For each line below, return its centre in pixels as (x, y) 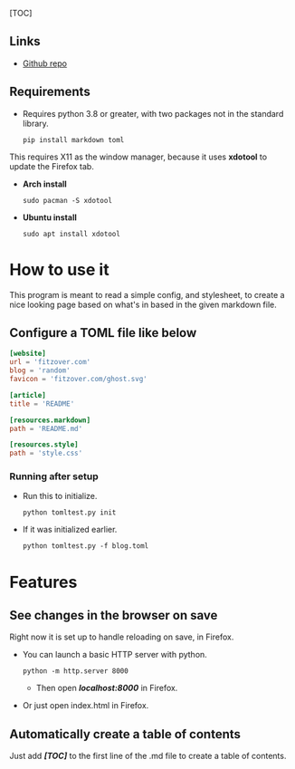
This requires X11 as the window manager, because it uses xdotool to (138, 157)
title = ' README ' (42, 404)
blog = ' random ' (40, 370)
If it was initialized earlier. (70, 530)
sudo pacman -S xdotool (67, 200)
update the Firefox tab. (52, 166)
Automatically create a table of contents (125, 734)
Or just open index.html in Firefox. (86, 706)
